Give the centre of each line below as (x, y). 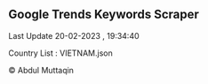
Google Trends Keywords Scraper (104, 15)
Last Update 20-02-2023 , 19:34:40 (74, 35)
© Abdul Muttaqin (41, 70)
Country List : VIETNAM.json (60, 53)
